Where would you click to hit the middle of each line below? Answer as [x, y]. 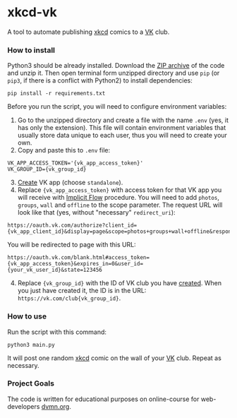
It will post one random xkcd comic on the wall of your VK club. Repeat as [115, 358]
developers [24, 406]
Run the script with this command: [57, 332]
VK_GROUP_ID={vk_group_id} [47, 169]
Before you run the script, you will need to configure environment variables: [117, 107]
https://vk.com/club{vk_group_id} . [69, 298]
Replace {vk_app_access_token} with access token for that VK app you [120, 190]
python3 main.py [31, 345]
